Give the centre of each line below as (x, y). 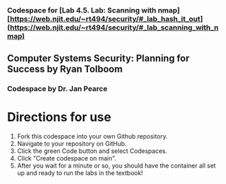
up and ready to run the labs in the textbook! (80, 173)
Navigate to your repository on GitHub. (72, 144)
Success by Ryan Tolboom (65, 69)
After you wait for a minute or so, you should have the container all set (116, 166)
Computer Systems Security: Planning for (99, 58)
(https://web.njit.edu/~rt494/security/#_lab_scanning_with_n (113, 28)
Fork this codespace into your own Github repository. (92, 136)
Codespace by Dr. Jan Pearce (57, 89)
